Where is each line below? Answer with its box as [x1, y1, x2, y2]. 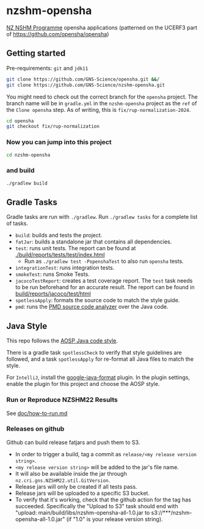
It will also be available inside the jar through [15, 470, 127, 477]
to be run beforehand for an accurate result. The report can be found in [15, 284, 195, 291]
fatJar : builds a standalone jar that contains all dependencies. [15, 238, 172, 245]
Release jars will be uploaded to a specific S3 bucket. [15, 489, 150, 497]
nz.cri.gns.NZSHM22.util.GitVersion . [15, 476, 111, 484]
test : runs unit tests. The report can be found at [15, 245, 136, 252]
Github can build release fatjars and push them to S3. [6, 438, 140, 446]
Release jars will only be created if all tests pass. [15, 483, 137, 490]
